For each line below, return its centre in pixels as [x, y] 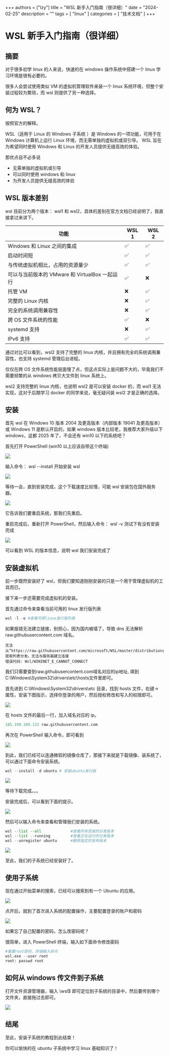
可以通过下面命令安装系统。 [34, 761]
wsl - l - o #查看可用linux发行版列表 [40, 618]
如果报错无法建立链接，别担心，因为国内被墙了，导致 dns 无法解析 [74, 629]
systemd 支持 [24, 329]
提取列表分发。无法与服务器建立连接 [37, 656]
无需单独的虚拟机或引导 [37, 168]
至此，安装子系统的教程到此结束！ [40, 1037]
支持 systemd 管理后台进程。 [53, 358]
